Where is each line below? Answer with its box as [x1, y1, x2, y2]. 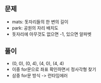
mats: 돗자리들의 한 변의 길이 [11, 19, 69, 25]
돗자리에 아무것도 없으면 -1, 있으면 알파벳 [11, 31, 92, 37]
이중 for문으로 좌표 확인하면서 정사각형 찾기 [11, 66, 97, 72]
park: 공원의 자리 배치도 [11, 25, 59, 31]
